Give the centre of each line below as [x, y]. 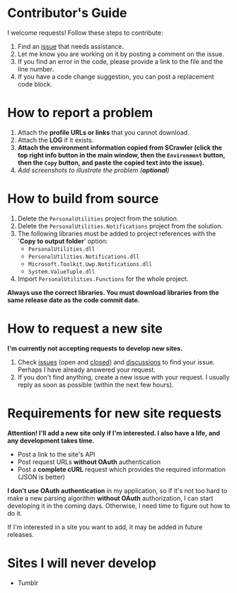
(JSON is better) [41, 477]
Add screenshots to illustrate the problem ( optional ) [93, 170]
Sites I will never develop [82, 563]
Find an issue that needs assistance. [71, 46]
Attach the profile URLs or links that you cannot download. [103, 132]
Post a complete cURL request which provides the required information [122, 469]
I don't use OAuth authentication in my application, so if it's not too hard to [117, 490]
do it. [15, 513]
